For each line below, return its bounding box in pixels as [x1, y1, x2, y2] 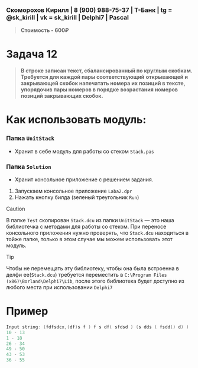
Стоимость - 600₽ [20, 27, 69, 34]
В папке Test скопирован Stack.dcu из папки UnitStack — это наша [6, 217, 174, 224]
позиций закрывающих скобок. [20, 92, 103, 100]
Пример [6, 305, 48, 318]
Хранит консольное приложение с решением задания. [14, 176, 154, 183]
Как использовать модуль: [6, 113, 147, 127]
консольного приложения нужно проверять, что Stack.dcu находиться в [6, 229, 189, 236]
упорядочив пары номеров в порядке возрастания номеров [20, 86, 178, 93]
